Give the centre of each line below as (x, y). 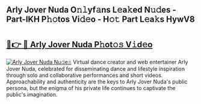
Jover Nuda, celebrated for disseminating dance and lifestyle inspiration (96, 69)
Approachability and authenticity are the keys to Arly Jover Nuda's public (97, 82)
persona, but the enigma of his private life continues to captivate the (91, 88)
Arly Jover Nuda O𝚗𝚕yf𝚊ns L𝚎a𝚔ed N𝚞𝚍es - (91, 10)
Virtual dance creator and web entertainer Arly (131, 62)
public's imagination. (32, 94)
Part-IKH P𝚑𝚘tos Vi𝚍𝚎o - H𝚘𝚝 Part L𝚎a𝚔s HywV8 (100, 20)
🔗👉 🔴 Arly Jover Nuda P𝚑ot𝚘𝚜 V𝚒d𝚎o (79, 44)
